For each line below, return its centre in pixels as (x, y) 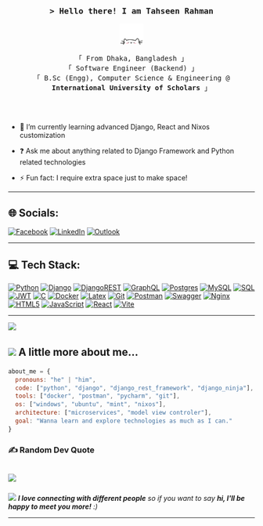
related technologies (52, 162)
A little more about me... (78, 352)
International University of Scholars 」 (131, 88)
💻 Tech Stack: (44, 265)
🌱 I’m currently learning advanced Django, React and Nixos (114, 127)
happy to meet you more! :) (53, 506)
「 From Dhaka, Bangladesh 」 (131, 59)
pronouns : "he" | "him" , (56, 379)
